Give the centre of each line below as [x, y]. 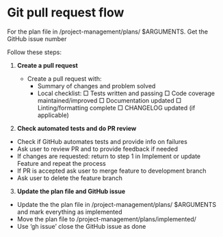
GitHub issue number [37, 38]
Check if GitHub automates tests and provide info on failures [102, 141]
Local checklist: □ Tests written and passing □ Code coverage [126, 93]
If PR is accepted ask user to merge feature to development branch [112, 171]
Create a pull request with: [64, 78]
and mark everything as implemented [69, 212]
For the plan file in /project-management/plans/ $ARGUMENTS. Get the [108, 32]
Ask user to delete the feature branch [70, 178]
